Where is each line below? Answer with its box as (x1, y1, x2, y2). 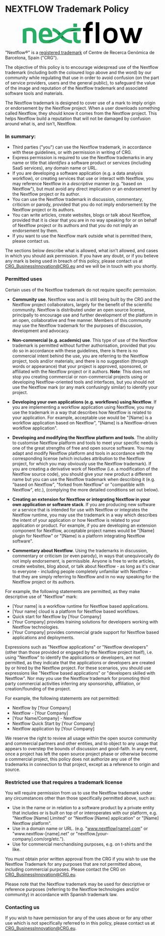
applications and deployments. (12, 634, 75, 640)
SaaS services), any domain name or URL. (12, 165, 98, 171)
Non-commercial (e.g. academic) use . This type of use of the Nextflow (12, 337, 158, 343)
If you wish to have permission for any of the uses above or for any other (5, 915, 152, 921)
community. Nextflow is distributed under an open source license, (12, 307, 146, 312)
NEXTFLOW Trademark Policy (5, 3, 129, 15)
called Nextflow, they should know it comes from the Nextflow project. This (5, 111, 157, 116)
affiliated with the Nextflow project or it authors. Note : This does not (12, 369, 150, 374)
